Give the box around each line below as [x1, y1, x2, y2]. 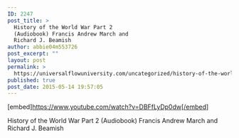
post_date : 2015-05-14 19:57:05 [7, 83, 103, 90]
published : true [7, 76, 55, 84]
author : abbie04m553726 [7, 43, 78, 51]
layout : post [7, 57, 46, 64]
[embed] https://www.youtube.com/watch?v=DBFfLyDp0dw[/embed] [7, 102, 209, 111]
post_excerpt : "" [7, 51, 59, 58]
